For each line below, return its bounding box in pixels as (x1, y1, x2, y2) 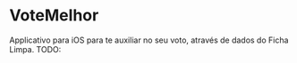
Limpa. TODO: (9, 43, 62, 54)
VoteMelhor (9, 5, 99, 26)
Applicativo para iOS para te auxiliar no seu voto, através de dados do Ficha (9, 35, 289, 45)
